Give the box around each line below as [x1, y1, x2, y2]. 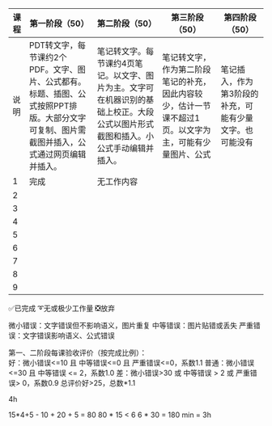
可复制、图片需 [28, 124, 87, 136]
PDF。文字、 [28, 64, 79, 75]
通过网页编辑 [36, 149, 87, 160]
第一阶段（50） [29, 18, 89, 29]
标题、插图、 [28, 88, 79, 99]
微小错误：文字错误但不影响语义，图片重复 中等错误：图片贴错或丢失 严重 [8, 321, 253, 330]
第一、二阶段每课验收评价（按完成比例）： [8, 348, 147, 357]
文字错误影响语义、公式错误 [22, 331, 115, 340]
